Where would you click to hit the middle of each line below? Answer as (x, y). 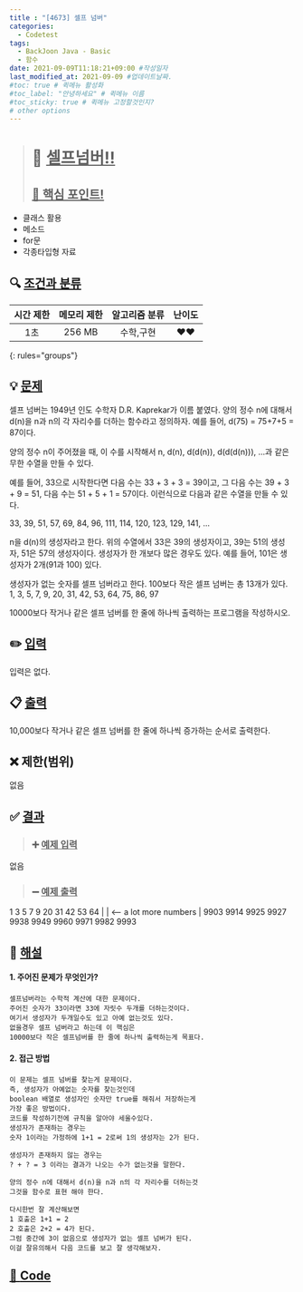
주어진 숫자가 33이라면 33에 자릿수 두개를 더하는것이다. (100, 1008)
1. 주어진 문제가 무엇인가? (54, 977)
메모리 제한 (81, 316)
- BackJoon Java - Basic (64, 52)
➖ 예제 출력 (55, 891)
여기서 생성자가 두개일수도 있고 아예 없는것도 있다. (92, 1018)
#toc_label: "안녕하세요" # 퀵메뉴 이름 (77, 93)
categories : (32, 26)
